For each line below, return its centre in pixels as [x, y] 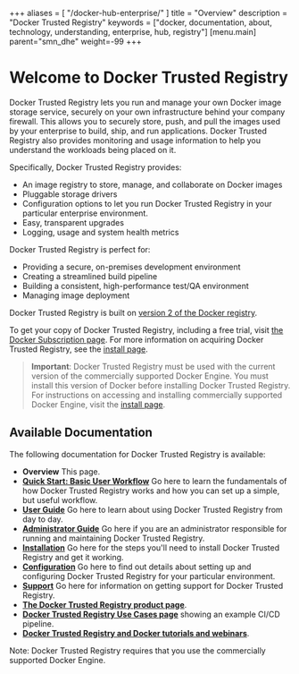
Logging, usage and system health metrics [100, 232]
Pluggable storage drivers [70, 194]
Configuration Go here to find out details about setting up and [137, 567]
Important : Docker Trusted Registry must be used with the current [153, 366]
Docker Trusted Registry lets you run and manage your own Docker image [145, 102]
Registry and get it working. [73, 557]
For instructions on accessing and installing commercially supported [157, 395]
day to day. [43, 519]
